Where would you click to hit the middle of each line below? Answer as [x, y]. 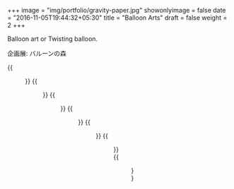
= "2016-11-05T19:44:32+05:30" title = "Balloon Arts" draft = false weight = [117, 18]
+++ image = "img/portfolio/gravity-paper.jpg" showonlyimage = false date [117, 10]
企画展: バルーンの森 [37, 53]
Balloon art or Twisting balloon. [52, 39]
